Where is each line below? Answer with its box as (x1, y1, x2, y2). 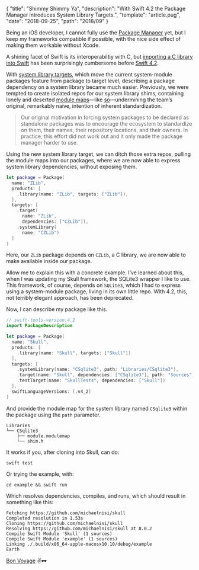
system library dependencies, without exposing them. (6, 163, 137, 170)
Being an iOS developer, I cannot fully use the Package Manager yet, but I (6, 29, 186, 36)
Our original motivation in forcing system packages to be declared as (20, 114, 190, 121)
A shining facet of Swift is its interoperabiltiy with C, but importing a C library (6, 53, 193, 60)
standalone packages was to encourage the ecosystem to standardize (20, 120, 192, 127)
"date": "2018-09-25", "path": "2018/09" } (6, 18, 108, 24)
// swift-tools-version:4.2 (6, 317, 76, 324)
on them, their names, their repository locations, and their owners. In (20, 127, 188, 133)
